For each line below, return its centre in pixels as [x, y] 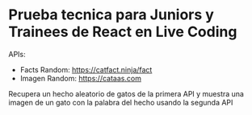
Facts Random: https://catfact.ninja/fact [86, 69]
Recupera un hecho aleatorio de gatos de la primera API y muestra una [126, 93]
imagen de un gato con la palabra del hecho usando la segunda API [121, 102]
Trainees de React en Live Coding [123, 32]
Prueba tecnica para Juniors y [111, 15]
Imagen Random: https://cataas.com [80, 78]
